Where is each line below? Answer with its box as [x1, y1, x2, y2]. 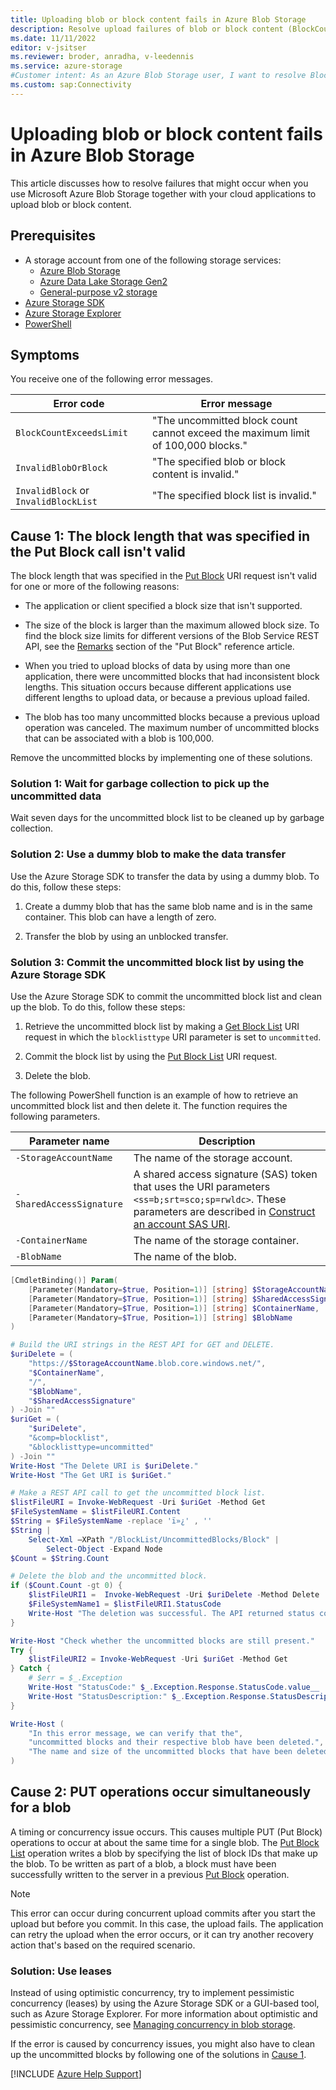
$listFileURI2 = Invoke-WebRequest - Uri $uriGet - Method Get [28, 1654, 288, 1665]
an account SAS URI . [133, 1217, 231, 1231]
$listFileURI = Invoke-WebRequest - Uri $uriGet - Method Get [10, 1497, 267, 1508]
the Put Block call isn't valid [10, 543, 186, 560]
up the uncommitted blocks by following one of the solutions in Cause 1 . [10, 2049, 307, 2061]
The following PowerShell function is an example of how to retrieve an [10, 1089, 299, 1101]
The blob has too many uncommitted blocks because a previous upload [24, 711, 320, 723]
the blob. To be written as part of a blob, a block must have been [10, 1857, 277, 1870]
